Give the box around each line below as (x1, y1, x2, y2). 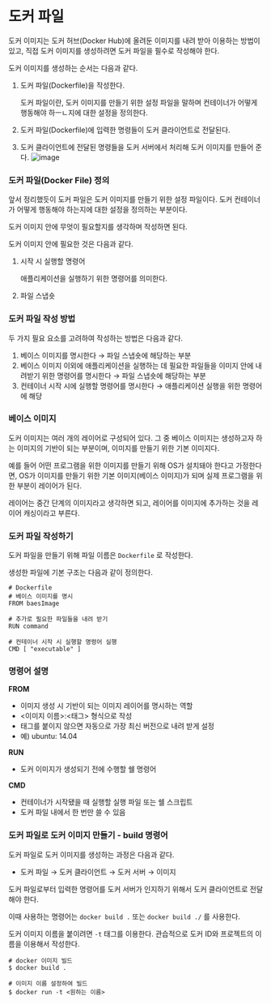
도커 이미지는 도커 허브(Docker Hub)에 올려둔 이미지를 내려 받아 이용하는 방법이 (8, 36, 260, 45)
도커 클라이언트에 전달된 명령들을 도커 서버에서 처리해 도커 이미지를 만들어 (19, 142, 254, 152)
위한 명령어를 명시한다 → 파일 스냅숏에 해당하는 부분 (41, 371, 206, 380)
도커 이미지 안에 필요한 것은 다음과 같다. (8, 239, 133, 249)
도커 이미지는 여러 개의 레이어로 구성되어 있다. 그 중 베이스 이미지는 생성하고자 (8, 433, 255, 443)
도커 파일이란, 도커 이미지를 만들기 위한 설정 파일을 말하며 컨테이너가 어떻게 (19, 97, 258, 107)
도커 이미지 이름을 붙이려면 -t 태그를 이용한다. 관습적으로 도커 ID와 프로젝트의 (8, 929, 253, 938)
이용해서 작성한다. (23, 938, 80, 949)
